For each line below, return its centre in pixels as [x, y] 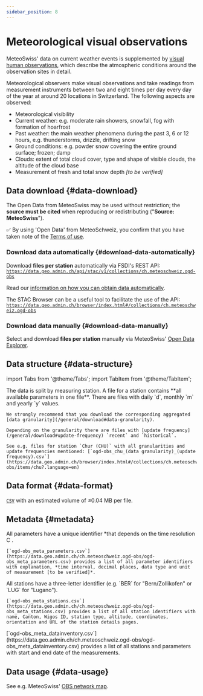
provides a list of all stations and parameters [136, 646]
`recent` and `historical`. [141, 436]
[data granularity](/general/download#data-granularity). [81, 420]
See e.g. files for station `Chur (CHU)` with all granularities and [96, 446]
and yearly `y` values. [33, 403]
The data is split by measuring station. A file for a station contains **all [94, 390]
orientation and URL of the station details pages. [72, 622]
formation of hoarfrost [43, 127]
